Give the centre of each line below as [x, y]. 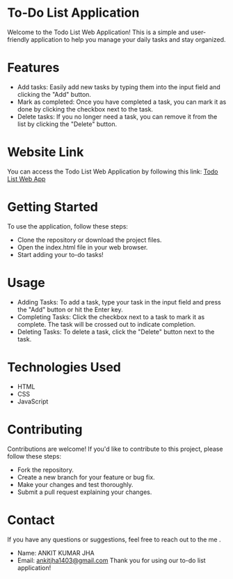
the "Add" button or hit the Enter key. [70, 309]
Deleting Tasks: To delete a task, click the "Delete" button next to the [116, 332]
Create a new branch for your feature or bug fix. [86, 477]
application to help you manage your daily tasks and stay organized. [128, 39]
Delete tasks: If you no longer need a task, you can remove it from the [117, 116]
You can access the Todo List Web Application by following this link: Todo [113, 171]
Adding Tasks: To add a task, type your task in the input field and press [119, 302]
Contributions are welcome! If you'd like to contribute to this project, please [115, 449]
